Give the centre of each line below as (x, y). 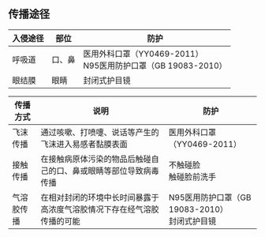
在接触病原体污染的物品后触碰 (96, 159)
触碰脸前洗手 (192, 176)
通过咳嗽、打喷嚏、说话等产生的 (100, 132)
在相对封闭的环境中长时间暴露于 (100, 197)
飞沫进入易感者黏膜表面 (84, 144)
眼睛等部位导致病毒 (123, 171)
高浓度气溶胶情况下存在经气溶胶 (100, 209)
